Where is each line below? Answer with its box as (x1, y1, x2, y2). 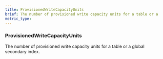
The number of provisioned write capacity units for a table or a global (5, 43, 145, 49)
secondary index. (5, 48, 40, 54)
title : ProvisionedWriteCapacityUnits (5, 7, 84, 12)
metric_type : (5, 16, 32, 21)
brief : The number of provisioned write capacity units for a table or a (5, 12, 159, 17)
